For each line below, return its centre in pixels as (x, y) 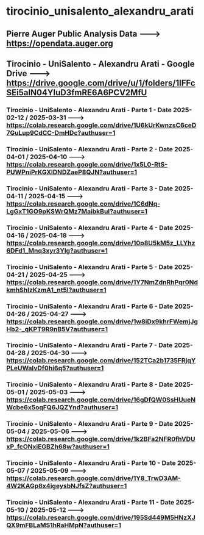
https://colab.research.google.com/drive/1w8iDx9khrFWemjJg (102, 321)
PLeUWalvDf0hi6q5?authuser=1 (55, 368)
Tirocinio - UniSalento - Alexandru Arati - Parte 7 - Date (90, 345)
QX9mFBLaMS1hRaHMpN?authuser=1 (64, 525)
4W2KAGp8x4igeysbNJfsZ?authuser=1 (67, 486)
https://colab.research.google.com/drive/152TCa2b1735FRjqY (101, 361)
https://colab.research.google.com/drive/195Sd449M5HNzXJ (101, 518)
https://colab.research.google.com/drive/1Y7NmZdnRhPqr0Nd (102, 282)
